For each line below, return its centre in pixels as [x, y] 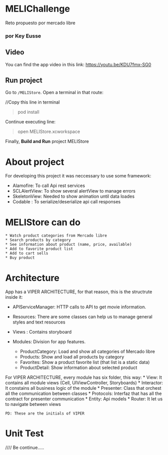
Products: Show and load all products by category [72, 357]
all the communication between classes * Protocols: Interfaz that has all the [83, 394]
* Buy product [20, 258]
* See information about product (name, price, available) [69, 245]
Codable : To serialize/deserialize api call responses [67, 202]
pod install [28, 112]
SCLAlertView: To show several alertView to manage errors [74, 191]
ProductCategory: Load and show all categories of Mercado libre [88, 351]
